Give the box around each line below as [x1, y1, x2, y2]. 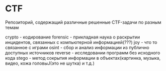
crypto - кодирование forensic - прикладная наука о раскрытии [5, 34, 140, 40]
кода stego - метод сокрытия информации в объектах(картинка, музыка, [5, 55, 161, 61]
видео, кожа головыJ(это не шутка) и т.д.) [5, 60, 95, 66]
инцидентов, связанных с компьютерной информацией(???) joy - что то [5, 39, 158, 45]
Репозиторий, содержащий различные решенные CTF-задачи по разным [5, 19, 162, 25]
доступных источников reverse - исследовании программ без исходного [5, 50, 161, 56]
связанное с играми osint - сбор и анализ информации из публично [5, 44, 150, 50]
